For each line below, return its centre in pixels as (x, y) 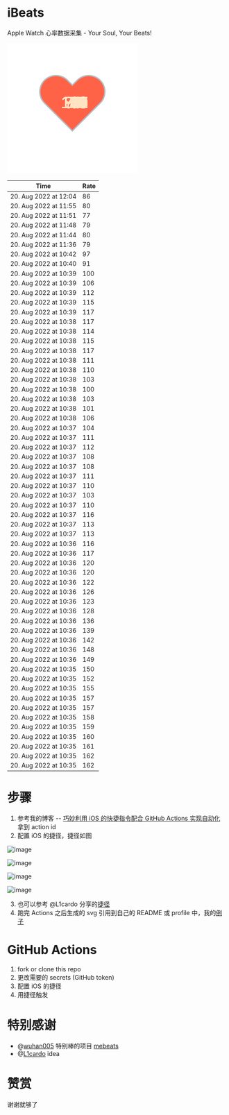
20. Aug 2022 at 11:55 (43, 205)
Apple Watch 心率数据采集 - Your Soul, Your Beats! (80, 33)
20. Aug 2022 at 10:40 (43, 264)
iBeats (26, 13)
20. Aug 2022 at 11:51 (43, 216)
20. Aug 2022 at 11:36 (43, 244)
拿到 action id (37, 826)
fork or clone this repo (49, 969)
